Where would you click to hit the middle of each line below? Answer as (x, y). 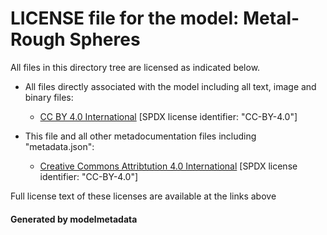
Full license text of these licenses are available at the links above (143, 196)
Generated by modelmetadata (74, 219)
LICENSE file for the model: (125, 18)
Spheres (105, 39)
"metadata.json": (59, 146)
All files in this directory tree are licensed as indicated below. (135, 67)
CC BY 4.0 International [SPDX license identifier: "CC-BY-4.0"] (168, 116)
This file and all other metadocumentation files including (140, 136)
